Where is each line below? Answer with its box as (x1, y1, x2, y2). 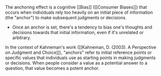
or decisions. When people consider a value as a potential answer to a (5, 60, 148, 66)
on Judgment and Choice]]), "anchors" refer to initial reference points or (5, 49, 152, 55)
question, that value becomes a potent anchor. (5, 65, 99, 71)
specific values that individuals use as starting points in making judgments (5, 55, 156, 61)
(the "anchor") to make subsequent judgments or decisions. (5, 15, 127, 20)
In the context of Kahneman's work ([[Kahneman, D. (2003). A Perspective (5, 44, 157, 50)
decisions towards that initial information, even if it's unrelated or (12, 30, 144, 35)
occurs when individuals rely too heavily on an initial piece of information (5, 9, 153, 15)
